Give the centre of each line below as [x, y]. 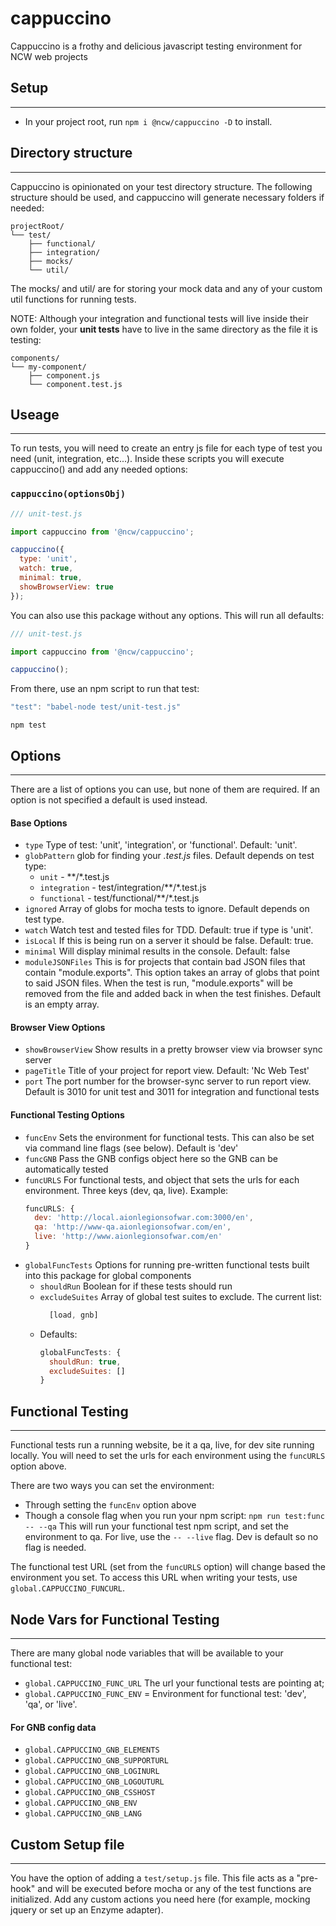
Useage [35, 414]
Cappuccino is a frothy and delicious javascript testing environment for [156, 46]
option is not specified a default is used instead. [109, 799]
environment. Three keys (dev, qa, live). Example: [126, 1190]
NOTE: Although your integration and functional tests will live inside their [159, 318]
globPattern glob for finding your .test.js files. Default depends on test [169, 856]
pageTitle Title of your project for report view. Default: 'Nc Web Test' [167, 1071]
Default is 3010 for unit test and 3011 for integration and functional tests [172, 1092]
